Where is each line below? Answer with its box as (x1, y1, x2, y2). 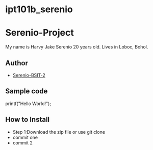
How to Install (5, 115, 50, 124)
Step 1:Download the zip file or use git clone (12, 129, 106, 135)
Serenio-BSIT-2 (12, 72, 46, 78)
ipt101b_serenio (5, 4, 73, 15)
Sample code (5, 87, 48, 95)
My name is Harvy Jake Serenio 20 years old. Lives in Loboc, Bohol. (5, 44, 148, 50)
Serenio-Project (5, 27, 74, 39)
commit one (12, 134, 38, 140)
